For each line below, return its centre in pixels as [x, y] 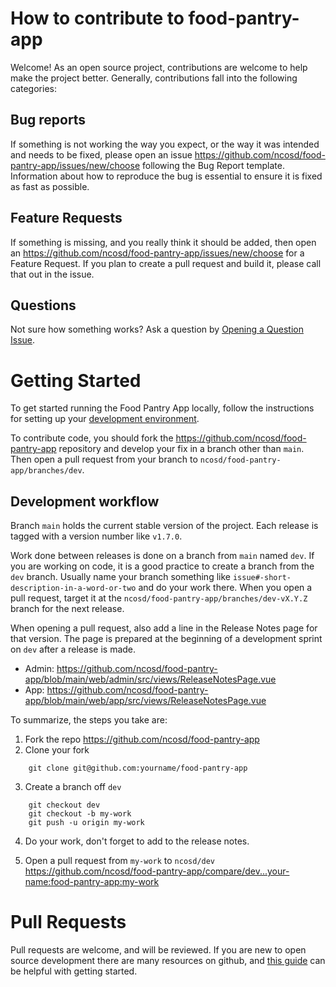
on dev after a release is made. [73, 649]
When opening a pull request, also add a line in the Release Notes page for [164, 628]
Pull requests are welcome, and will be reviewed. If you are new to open [158, 950]
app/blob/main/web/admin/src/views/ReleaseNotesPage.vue [150, 679]
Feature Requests [66, 218]
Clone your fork [57, 750]
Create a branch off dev [73, 787]
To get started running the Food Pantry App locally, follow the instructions [162, 408]
